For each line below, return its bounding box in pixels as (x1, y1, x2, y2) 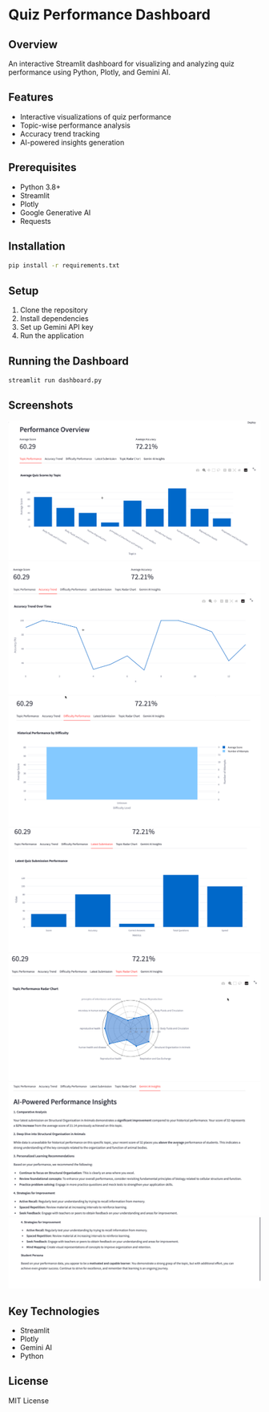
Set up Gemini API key (19, 323, 94, 332)
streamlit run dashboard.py (8, 376, 102, 385)
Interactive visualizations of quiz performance (19, 112, 172, 121)
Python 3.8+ (19, 182, 62, 192)
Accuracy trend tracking (19, 128, 100, 138)
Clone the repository (19, 305, 88, 315)
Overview (8, 38, 58, 51)
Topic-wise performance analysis (19, 120, 130, 130)
